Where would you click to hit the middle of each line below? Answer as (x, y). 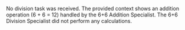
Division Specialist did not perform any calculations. (69, 21)
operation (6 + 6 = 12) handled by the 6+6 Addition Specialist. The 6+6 (92, 15)
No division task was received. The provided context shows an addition (93, 9)
